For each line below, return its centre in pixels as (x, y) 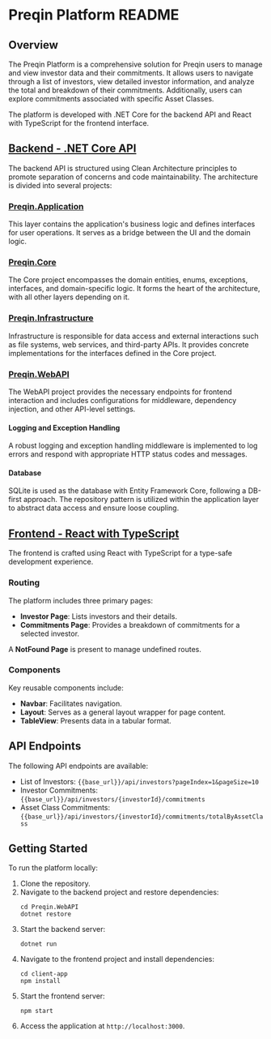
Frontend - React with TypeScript (94, 533)
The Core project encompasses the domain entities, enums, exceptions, (128, 280)
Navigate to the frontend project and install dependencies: (117, 960)
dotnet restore (46, 914)
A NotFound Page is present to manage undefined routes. (105, 649)
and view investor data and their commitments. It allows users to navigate (131, 73)
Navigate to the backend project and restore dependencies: (119, 892)
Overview (34, 45)
